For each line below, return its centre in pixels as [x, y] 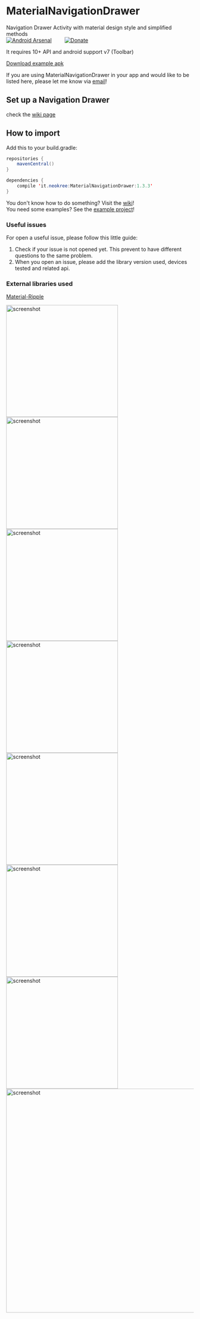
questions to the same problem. [54, 256]
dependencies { [25, 180]
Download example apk [35, 63]
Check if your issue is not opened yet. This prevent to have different [98, 250]
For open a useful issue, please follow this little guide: [72, 238]
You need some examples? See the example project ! [71, 209]
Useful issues [26, 225]
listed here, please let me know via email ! [57, 81]
